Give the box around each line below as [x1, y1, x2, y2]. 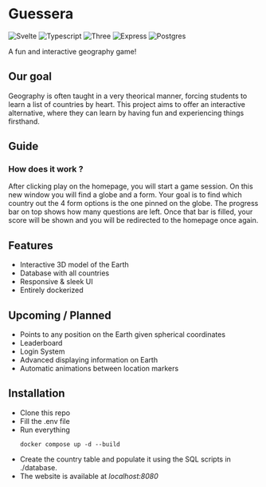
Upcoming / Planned [8, 308, 111, 322]
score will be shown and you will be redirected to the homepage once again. [8, 216, 259, 225]
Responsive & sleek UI [19, 277, 93, 287]
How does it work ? [8, 164, 84, 175]
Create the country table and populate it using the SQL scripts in [19, 454, 231, 464]
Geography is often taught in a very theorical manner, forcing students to [8, 91, 248, 101]
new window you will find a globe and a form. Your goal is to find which [8, 190, 242, 200]
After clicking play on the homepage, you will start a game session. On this [8, 181, 253, 192]
